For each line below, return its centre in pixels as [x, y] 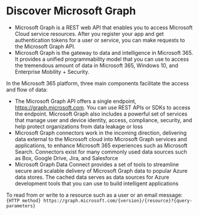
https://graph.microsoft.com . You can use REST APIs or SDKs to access [102, 107]
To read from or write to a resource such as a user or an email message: [94, 195]
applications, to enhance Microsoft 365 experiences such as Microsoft [101, 145]
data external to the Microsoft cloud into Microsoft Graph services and [101, 139]
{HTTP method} [24, 201]
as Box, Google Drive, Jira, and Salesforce [67, 158]
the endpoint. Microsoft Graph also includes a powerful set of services [101, 114]
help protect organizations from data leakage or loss [79, 126]
